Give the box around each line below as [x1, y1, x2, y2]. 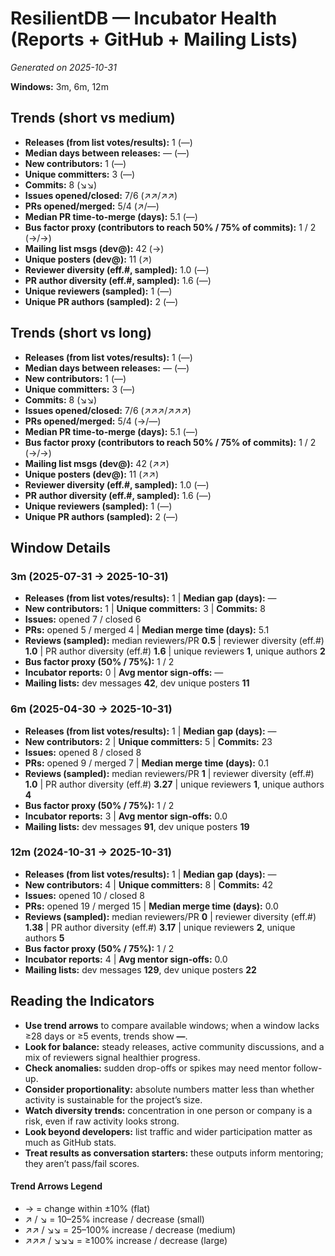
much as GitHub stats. [24, 1136, 117, 1148]
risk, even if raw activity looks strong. [24, 1115, 180, 1127]
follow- [293, 1062, 323, 1074]
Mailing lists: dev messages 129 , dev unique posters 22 [24, 963, 257, 976]
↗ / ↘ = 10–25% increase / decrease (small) [24, 1213, 205, 1225]
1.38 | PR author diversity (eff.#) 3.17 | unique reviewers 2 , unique [24, 921, 296, 933]
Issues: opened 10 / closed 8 [24, 889, 145, 901]
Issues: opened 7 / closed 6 [24, 613, 142, 626]
